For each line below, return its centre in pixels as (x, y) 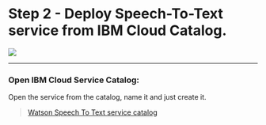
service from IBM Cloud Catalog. (118, 30)
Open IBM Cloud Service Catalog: (74, 80)
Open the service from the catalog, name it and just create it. (107, 97)
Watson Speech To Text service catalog (93, 112)
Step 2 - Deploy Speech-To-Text (116, 14)
